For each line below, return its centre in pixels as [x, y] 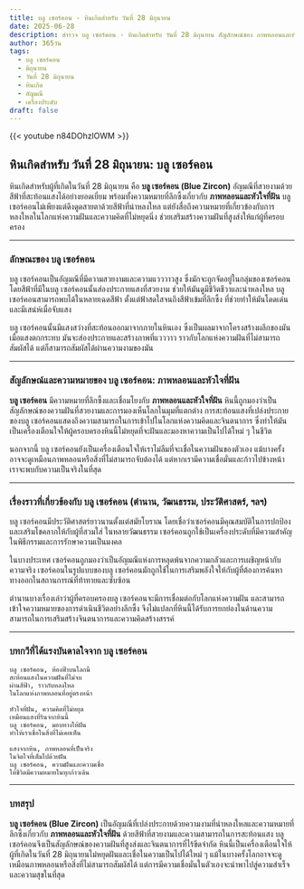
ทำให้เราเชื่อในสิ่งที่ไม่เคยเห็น [45, 733]
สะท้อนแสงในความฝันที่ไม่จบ [46, 678]
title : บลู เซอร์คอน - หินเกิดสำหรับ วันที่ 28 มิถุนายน [90, 18]
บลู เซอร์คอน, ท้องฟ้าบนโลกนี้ [50, 670]
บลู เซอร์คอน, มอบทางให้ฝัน [48, 725]
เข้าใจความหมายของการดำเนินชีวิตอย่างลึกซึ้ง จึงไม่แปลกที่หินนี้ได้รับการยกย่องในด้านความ [141, 608]
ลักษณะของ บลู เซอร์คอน [52, 259]
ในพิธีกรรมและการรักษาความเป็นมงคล [66, 541]
